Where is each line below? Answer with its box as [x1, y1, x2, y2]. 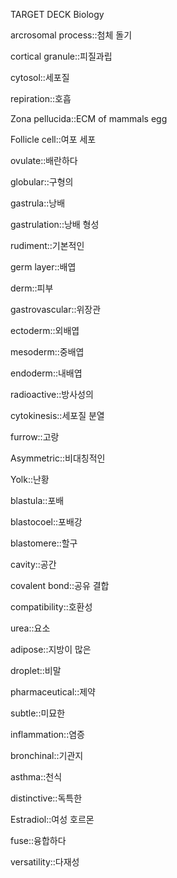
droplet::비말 [10, 665, 62, 676]
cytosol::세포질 [10, 72, 70, 83]
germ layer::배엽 [10, 261, 77, 273]
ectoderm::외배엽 [10, 325, 80, 336]
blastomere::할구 [10, 537, 78, 549]
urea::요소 [10, 622, 51, 634]
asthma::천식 [10, 771, 63, 783]
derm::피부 [10, 282, 54, 294]
